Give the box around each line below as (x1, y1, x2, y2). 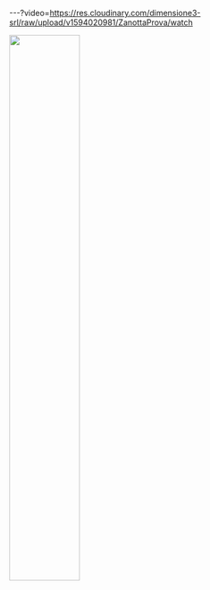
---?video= (9, 8, 51, 18)
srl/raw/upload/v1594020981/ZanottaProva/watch (9, 17, 194, 28)
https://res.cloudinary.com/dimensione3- (49, 8, 201, 18)
